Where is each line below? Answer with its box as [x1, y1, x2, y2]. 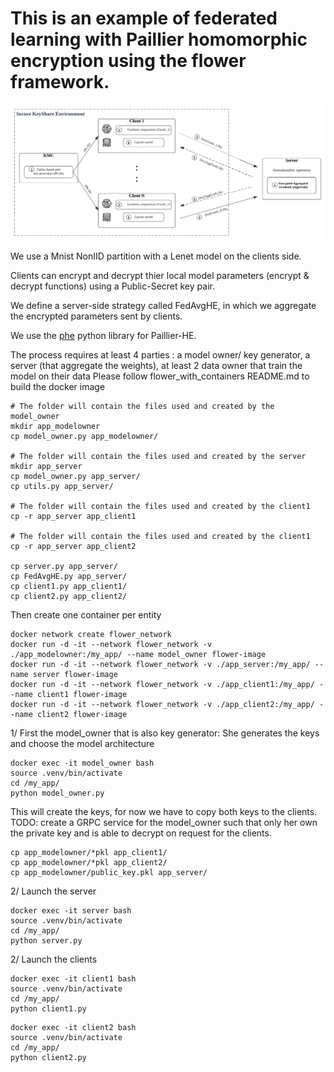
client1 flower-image [36, 689, 128, 699]
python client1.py [10, 1003, 87, 1014]
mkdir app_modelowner [10, 421, 101, 431]
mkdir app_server [10, 461, 83, 471]
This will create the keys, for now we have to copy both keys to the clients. [10, 805, 318, 817]
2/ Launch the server [10, 885, 97, 897]
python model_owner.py [10, 788, 105, 798]
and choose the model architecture [10, 737, 155, 749]
